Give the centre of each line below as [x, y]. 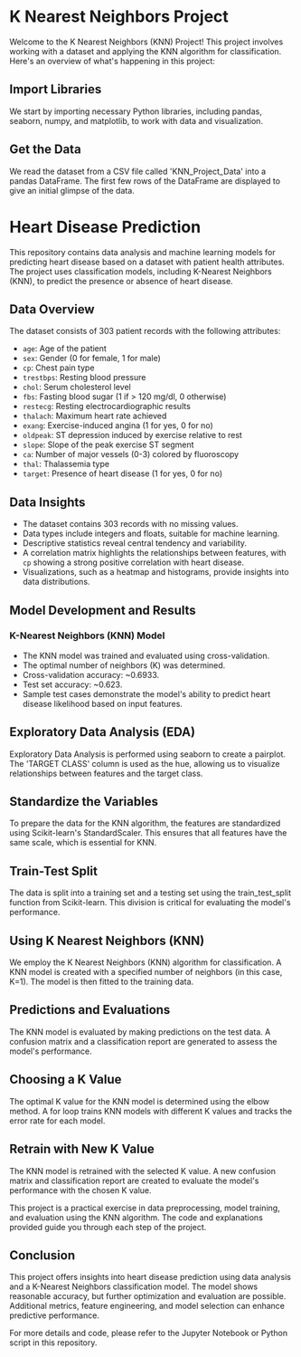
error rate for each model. [57, 1121]
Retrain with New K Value [82, 1149]
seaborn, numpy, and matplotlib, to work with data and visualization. [136, 120]
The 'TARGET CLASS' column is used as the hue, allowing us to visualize [145, 763]
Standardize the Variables [84, 802]
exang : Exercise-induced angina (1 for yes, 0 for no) [118, 425]
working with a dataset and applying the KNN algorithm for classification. [146, 51]
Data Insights [47, 502]
